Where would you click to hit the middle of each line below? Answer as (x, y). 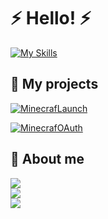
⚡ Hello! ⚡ (51, 18)
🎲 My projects (54, 84)
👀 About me (47, 159)
